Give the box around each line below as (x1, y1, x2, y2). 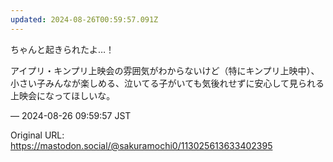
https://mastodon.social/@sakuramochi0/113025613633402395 (10, 139, 273, 151)
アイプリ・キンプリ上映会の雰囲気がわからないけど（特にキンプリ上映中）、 (10, 64, 320, 76)
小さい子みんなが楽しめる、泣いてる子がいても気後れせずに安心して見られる (10, 77, 325, 89)
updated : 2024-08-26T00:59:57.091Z (10, 14, 159, 25)
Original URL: (10, 129, 65, 141)
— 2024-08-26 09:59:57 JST (10, 109, 132, 121)
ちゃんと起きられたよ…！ (10, 43, 115, 55)
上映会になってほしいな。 (10, 89, 116, 101)
